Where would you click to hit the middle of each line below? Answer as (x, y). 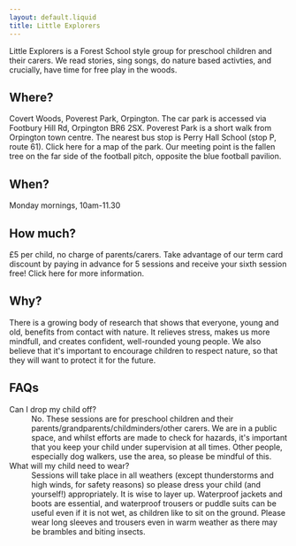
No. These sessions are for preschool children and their (133, 419)
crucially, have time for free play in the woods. (93, 69)
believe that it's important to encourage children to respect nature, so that (144, 350)
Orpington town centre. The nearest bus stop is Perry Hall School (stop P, (143, 137)
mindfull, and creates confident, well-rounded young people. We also (135, 341)
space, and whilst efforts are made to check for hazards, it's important (159, 437)
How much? (43, 233)
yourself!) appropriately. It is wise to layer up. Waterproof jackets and (157, 494)
